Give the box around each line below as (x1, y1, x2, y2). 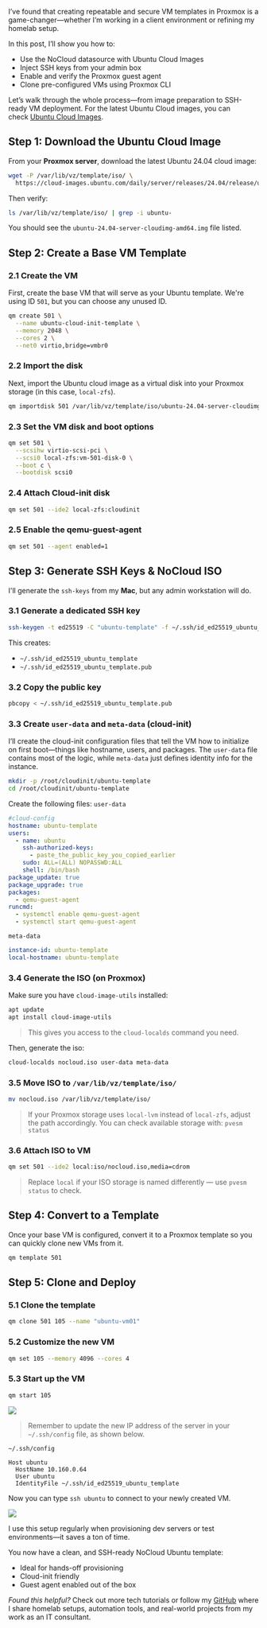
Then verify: (8, 193, 48, 203)
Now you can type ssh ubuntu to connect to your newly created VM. (8, 1493, 231, 1502)
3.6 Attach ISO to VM (8, 1144, 91, 1156)
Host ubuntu (8, 1459, 48, 1467)
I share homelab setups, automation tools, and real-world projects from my (8, 1603, 253, 1613)
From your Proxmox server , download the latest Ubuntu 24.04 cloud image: (8, 156, 257, 165)
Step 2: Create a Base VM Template (8, 246, 187, 259)
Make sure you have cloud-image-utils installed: (8, 990, 168, 1001)
